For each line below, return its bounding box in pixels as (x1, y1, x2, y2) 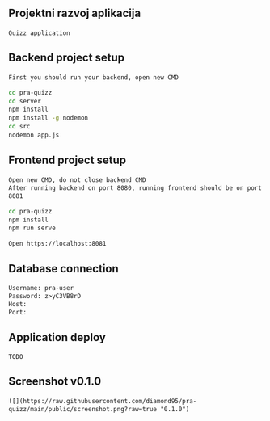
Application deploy (8, 330, 107, 344)
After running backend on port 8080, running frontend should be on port (8, 183, 263, 192)
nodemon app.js (8, 131, 60, 139)
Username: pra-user (8, 284, 74, 293)
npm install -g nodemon (8, 114, 89, 122)
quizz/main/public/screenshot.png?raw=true (8, 405, 158, 413)
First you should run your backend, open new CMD (8, 73, 179, 82)
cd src (8, 123, 31, 131)
